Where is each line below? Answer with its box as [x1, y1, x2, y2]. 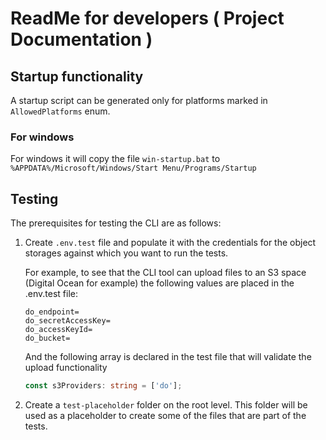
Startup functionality [10, 68, 144, 85]
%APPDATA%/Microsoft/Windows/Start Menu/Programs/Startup [10, 163, 257, 174]
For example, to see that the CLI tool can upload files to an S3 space [24, 267, 307, 279]
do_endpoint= [24, 307, 80, 317]
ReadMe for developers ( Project [10, 7, 285, 30]
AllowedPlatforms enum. [10, 105, 111, 117]
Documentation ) [10, 28, 153, 51]
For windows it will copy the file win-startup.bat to [10, 153, 221, 165]
